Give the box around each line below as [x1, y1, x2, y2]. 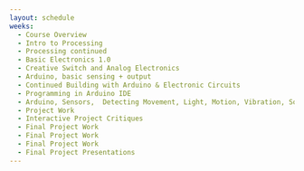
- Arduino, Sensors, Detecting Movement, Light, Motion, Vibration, [17, 97, 285, 107]
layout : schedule [9, 13, 75, 23]
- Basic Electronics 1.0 [17, 55, 111, 64]
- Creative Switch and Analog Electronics [17, 64, 180, 73]
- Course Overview [17, 30, 88, 39]
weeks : [9, 22, 34, 31]
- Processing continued [17, 47, 107, 56]
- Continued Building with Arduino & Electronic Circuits [17, 81, 242, 90]
